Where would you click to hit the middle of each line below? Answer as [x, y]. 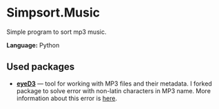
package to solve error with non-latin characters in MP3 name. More [114, 90]
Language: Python [33, 45]
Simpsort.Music [53, 13]
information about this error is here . [67, 98]
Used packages [41, 67]
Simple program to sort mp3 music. [56, 32]
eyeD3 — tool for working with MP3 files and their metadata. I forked [114, 83]
